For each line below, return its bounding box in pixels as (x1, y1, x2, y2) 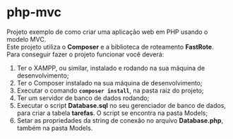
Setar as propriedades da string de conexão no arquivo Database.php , (16, 116, 224, 124)
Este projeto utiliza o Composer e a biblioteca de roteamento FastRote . (6, 42, 214, 51)
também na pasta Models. (16, 123, 93, 132)
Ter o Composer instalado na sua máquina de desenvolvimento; (16, 78, 203, 87)
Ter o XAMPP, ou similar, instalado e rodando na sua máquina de (16, 64, 205, 72)
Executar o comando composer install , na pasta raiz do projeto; (16, 86, 204, 95)
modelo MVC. (6, 35, 47, 43)
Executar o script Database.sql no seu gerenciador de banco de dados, (16, 101, 227, 109)
